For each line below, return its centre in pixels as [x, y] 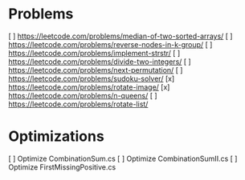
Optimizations [56, 136]
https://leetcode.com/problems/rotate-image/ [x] [89, 87]
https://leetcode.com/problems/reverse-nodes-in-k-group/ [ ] [110, 44]
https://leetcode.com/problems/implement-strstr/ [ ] [94, 53]
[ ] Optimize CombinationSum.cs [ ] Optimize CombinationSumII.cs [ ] [123, 158]
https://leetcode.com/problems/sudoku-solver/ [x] [92, 78]
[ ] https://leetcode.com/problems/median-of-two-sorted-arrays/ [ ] [120, 36]
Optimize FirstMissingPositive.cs [62, 167]
